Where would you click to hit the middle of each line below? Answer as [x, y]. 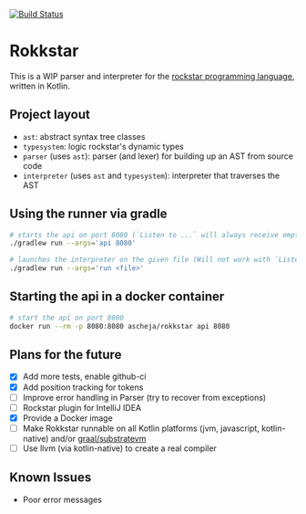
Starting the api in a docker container [117, 297]
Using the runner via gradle [88, 214]
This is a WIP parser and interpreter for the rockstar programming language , [152, 76]
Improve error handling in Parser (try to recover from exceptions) [144, 397]
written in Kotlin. [40, 86]
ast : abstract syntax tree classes [84, 136]
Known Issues [51, 478]
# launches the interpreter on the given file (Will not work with [140, 260]
